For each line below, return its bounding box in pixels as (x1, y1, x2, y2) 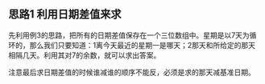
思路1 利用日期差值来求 (8, 7, 122, 22)
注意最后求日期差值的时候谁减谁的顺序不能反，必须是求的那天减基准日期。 (8, 67, 255, 77)
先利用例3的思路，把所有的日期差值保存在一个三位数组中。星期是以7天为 (8, 30, 250, 40)
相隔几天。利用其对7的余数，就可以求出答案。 (8, 50, 161, 60)
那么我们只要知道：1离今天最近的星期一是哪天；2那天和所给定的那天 (29, 40, 256, 50)
